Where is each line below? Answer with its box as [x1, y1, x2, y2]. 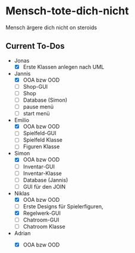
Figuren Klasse [23, 143, 60, 150]
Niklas [14, 189, 30, 197]
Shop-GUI [23, 83, 48, 90]
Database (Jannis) [23, 176, 68, 183]
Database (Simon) [23, 96, 68, 104]
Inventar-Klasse [23, 170, 62, 177]
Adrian [14, 230, 31, 237]
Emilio [14, 117, 30, 124]
